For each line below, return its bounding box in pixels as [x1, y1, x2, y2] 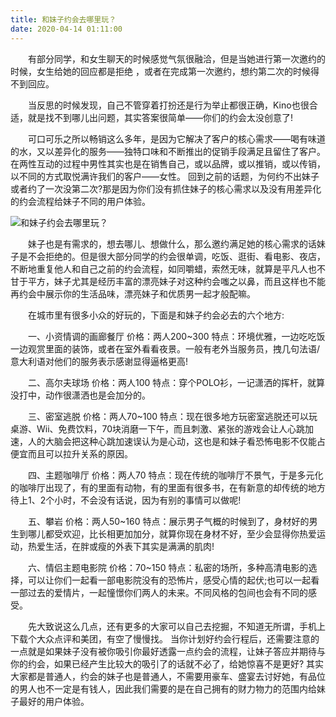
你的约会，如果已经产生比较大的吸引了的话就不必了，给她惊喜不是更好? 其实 [10, 657, 325, 670]
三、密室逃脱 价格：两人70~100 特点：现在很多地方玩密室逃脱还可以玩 [27, 410, 318, 422]
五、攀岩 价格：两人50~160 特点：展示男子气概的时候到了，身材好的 [27, 515, 310, 527]
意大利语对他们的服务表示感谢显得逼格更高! [10, 355, 189, 367]
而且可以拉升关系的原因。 [27, 447, 133, 460]
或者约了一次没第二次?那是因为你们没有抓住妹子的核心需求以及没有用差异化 [10, 182, 322, 195]
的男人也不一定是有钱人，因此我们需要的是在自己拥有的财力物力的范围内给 [10, 682, 317, 695]
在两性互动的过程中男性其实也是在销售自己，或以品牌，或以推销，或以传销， [10, 157, 326, 170]
